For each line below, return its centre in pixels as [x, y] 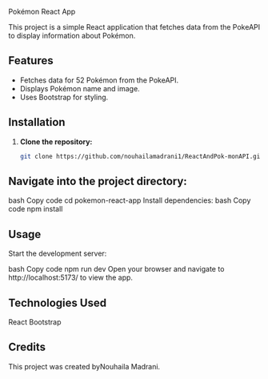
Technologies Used [57, 302]
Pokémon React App [42, 12]
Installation [37, 122]
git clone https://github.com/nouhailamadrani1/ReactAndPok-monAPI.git [142, 156]
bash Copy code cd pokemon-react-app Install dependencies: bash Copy [130, 200]
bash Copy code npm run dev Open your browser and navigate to [116, 269]
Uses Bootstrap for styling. [64, 97]
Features [31, 60]
